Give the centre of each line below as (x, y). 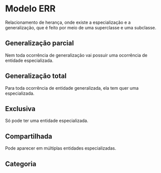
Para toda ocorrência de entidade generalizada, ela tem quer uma (72, 88)
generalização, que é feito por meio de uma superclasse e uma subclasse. (81, 27)
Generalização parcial (40, 43)
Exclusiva (20, 109)
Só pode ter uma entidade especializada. (47, 121)
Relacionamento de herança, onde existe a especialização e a (68, 22)
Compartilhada (29, 136)
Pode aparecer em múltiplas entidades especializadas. (61, 148)
